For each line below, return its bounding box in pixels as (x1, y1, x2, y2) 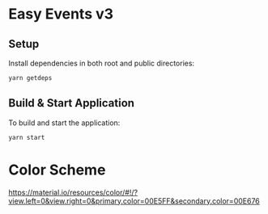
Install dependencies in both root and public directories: (8, 58, 195, 68)
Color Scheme (8, 161, 106, 178)
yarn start (8, 133, 45, 141)
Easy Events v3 (8, 5, 114, 23)
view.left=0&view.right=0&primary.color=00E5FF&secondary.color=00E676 (8, 195, 261, 206)
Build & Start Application (8, 96, 135, 110)
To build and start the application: (8, 118, 121, 128)
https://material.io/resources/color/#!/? (8, 187, 138, 197)
